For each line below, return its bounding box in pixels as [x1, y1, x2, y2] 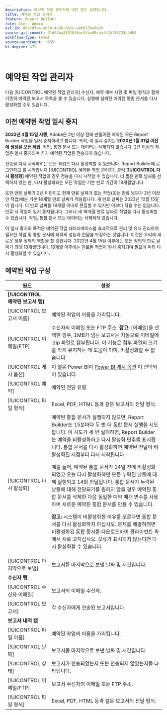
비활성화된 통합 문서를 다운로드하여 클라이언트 [51, 528, 153, 535]
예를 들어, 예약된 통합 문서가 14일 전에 [51, 464, 136, 471]
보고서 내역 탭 [7, 617, 38, 624]
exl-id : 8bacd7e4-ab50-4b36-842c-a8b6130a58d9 [5, 26, 103, 31]
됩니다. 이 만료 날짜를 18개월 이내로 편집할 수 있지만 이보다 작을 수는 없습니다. [10, 203, 161, 208]
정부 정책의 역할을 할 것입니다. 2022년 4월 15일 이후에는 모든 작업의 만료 [14, 238, 156, 244]
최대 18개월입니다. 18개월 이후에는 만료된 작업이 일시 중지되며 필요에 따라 [14, 244, 156, 250]
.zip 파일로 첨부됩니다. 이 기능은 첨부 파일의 [51, 339, 148, 346]
